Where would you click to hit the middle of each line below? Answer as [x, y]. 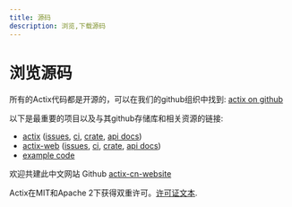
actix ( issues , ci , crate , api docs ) [82, 136]
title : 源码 [30, 17]
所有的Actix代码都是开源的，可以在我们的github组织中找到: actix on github [146, 99]
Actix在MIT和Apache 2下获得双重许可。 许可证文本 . [103, 193]
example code [48, 155]
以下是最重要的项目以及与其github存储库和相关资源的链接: [116, 118]
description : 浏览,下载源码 [57, 26]
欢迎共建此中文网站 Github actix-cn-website [90, 174]
